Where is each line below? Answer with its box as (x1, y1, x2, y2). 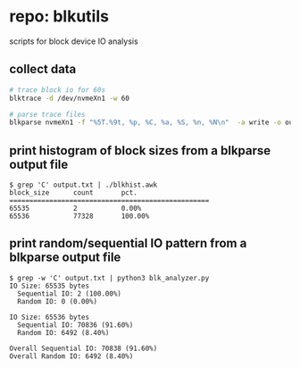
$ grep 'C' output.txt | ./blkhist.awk (9, 180, 158, 189)
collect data (9, 62, 77, 77)
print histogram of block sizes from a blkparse (9, 143, 271, 158)
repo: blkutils (9, 6, 110, 27)
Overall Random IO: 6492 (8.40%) (9, 351, 134, 361)
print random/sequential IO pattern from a (9, 236, 247, 251)
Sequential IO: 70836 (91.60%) (17, 320, 134, 330)
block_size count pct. (9, 188, 138, 197)
